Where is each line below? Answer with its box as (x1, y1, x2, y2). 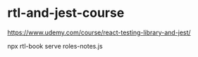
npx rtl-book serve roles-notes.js (7, 42, 104, 50)
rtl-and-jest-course (7, 5, 125, 21)
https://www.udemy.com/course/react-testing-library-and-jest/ (7, 28, 192, 37)
